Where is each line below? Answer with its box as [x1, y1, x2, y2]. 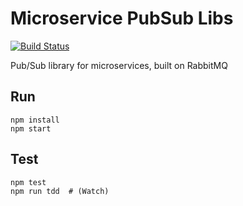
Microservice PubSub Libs [10, 7, 234, 30]
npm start [10, 123, 52, 134]
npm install [10, 115, 60, 125]
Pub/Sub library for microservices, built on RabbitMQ [10, 59, 228, 71]
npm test [10, 177, 47, 187]
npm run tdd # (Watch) [10, 186, 110, 196]
